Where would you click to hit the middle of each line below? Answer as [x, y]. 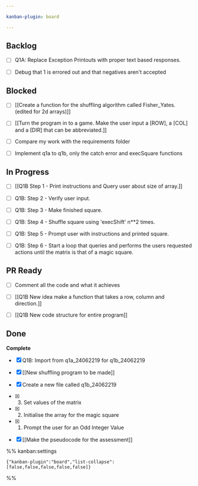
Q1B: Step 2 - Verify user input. [52, 198]
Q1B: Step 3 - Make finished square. [59, 210]
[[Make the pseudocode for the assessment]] [77, 439]
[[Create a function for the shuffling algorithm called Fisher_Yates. [95, 105]
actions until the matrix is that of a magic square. [74, 252]
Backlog [22, 46]
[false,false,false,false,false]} [49, 467]
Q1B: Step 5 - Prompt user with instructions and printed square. [92, 233]
